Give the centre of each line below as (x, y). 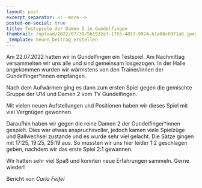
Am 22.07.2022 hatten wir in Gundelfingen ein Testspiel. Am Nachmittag (96, 57)
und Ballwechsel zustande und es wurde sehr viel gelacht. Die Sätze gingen (100, 136)
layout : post (23, 12)
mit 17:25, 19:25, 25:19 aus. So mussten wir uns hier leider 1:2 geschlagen (97, 143)
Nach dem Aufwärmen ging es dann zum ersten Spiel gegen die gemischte (99, 87)
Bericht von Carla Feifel (35, 179)
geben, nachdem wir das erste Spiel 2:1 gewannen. (69, 149)
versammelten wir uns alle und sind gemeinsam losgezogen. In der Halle (96, 63)
